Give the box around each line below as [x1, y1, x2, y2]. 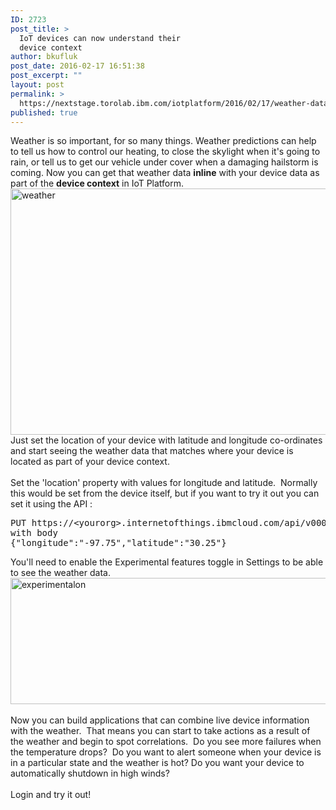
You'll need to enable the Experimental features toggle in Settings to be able [10, 556, 324, 568]
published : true [10, 107, 78, 118]
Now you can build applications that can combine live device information [10, 714, 310, 726]
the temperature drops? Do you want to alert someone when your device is [10, 746, 322, 758]
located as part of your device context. [10, 456, 170, 468]
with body [10, 527, 58, 539]
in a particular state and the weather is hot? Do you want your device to [10, 757, 305, 769]
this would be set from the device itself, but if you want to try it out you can [10, 487, 320, 500]
